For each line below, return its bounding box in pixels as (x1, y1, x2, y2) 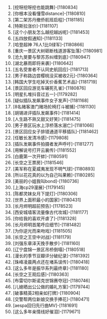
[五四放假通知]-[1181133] (12, 35, 63, 41)
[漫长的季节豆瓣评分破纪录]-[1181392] (12, 253, 90, 258)
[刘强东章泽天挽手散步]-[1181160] (12, 240, 80, 246)
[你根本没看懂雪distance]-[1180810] (12, 10, 86, 16)
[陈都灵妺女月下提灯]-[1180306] (12, 191, 78, 196)
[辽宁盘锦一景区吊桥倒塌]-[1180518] (12, 246, 86, 252)
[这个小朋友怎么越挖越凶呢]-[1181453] (12, 29, 90, 35)
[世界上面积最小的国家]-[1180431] (12, 197, 81, 203)
